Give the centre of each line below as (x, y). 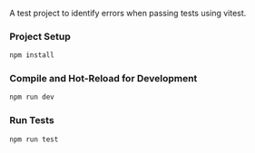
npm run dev (32, 97)
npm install (32, 55)
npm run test (34, 139)
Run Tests (32, 120)
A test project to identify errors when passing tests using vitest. (128, 13)
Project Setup (40, 36)
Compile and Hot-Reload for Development (103, 79)
